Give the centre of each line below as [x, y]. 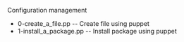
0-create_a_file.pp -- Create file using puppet [84, 23]
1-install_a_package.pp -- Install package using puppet [97, 31]
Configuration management [47, 10]
